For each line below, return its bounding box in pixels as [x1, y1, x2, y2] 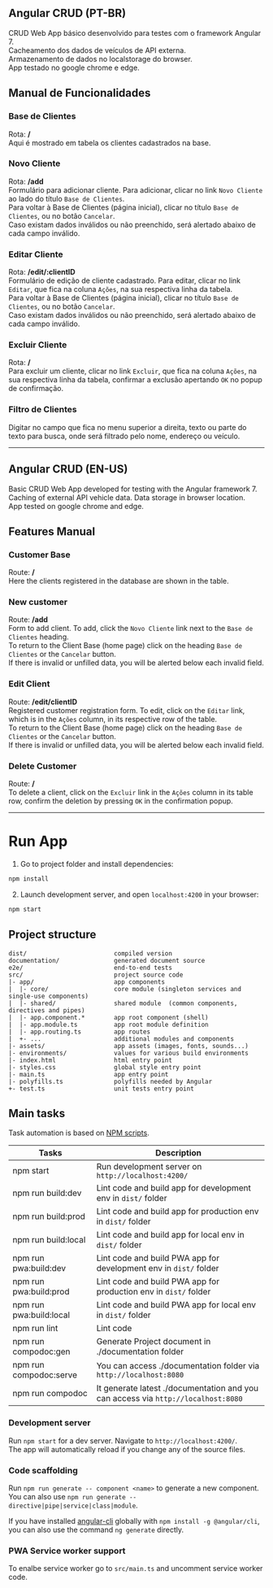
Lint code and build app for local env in [96, 1229, 245, 1241]
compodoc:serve [12, 1369, 78, 1381]
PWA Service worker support [8, 1545, 126, 1556]
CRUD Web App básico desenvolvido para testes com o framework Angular [8, 28, 262, 37]
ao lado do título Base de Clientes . [8, 194, 125, 203]
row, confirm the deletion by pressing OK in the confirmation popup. [8, 796, 233, 806]
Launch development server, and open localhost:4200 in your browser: [19, 890, 259, 899]
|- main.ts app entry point [8, 1070, 169, 1078]
